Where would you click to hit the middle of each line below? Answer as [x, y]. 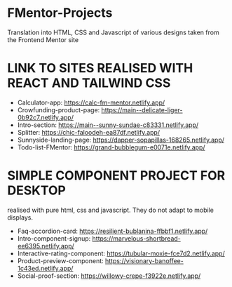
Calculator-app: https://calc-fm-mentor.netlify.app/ [91, 102]
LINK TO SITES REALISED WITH [100, 68]
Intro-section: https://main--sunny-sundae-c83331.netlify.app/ [108, 125]
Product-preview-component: [60, 260]
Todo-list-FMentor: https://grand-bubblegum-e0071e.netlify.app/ [111, 147]
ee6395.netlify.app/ [46, 246]
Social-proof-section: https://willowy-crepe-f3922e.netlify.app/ [109, 276]
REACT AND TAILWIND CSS [89, 83]
